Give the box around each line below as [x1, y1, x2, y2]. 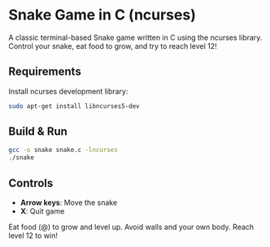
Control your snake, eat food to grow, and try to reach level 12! [8, 41, 217, 50]
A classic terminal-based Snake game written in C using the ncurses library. [8, 32, 263, 42]
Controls [8, 176, 54, 190]
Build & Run [8, 124, 67, 139]
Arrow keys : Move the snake [20, 197, 118, 207]
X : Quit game [20, 206, 65, 216]
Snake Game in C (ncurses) [8, 6, 197, 24]
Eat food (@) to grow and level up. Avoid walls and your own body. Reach [8, 222, 255, 232]
